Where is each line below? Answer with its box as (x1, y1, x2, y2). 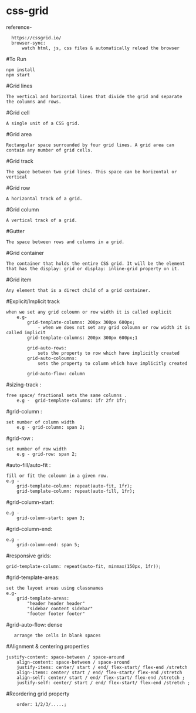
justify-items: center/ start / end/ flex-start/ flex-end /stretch (16, 664, 188, 670)
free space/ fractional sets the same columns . (6, 392, 127, 398)
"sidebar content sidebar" (27, 606, 93, 611)
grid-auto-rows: (27, 345, 67, 351)
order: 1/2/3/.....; (16, 701, 67, 707)
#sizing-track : (6, 381, 42, 388)
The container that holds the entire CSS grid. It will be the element (6, 260, 185, 267)
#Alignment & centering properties (6, 643, 90, 650)
